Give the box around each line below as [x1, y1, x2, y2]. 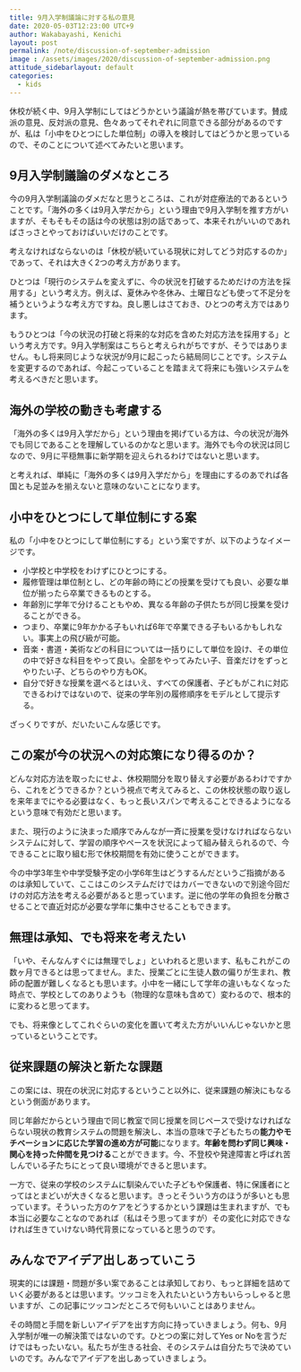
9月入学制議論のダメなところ [9, 168, 170, 184]
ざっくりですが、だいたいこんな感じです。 [9, 719, 166, 730]
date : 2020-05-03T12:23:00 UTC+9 [9, 22, 134, 30]
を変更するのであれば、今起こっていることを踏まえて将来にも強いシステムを [9, 362, 291, 373]
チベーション [9, 1137, 56, 1148]
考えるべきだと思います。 [9, 374, 103, 385]
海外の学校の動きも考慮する [9, 403, 163, 418]
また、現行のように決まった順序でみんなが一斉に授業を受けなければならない [9, 826, 292, 837]
